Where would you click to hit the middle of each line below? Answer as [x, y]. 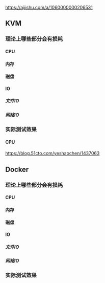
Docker [17, 169]
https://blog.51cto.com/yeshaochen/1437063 [52, 154]
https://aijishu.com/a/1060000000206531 [49, 7]
